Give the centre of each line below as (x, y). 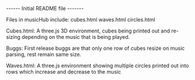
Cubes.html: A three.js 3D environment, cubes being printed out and (88, 31)
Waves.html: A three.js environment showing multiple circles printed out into (97, 66)
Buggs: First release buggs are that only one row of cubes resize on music (95, 48)
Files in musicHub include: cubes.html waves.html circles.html (81, 19)
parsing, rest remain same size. (44, 54)
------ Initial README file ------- (45, 8)
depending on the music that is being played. (76, 37)
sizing (13, 37)
